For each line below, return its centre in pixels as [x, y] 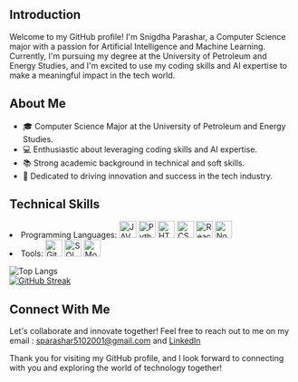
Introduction [45, 15]
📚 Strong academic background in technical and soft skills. [134, 163]
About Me [38, 104]
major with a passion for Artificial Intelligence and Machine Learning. [137, 46]
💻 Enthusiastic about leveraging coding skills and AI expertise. [140, 149]
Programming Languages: [69, 235]
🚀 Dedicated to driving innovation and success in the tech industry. [148, 176]
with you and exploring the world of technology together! [116, 368]
